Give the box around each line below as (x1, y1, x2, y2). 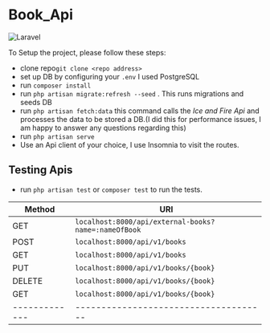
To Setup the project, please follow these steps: (8, 47, 166, 57)
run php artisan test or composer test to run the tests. (19, 185, 203, 194)
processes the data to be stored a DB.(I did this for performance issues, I (19, 114, 261, 124)
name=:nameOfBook (75, 225, 141, 234)
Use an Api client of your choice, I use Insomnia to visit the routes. (19, 140, 239, 149)
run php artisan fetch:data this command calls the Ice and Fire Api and (19, 106, 260, 116)
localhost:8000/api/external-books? (75, 217, 215, 226)
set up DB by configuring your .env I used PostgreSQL (19, 71, 200, 81)
